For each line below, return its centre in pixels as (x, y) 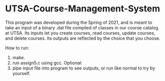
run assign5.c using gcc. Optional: (47, 63)
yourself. (21, 73)
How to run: (17, 48)
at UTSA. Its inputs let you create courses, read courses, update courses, (80, 33)
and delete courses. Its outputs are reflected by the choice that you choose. (83, 38)
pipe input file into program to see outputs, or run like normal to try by (84, 68)
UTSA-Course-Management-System (83, 9)
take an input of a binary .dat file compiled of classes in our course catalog (82, 27)
